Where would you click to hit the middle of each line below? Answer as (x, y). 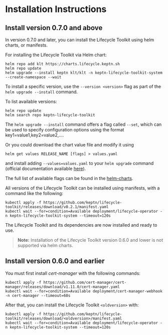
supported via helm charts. (45, 245)
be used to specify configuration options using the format (65, 130)
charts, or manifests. (27, 45)
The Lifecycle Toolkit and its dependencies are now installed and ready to (81, 225)
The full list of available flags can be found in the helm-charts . (69, 178)
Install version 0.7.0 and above (54, 28)
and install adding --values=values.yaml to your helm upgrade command (79, 163)
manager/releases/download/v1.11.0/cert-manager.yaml (63, 287)
